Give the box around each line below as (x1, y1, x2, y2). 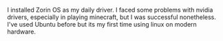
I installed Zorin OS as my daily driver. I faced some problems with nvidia (7, 6, 213, 14)
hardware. (7, 27, 36, 36)
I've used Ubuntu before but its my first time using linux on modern (7, 20, 198, 28)
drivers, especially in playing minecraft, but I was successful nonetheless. (7, 13, 217, 21)
